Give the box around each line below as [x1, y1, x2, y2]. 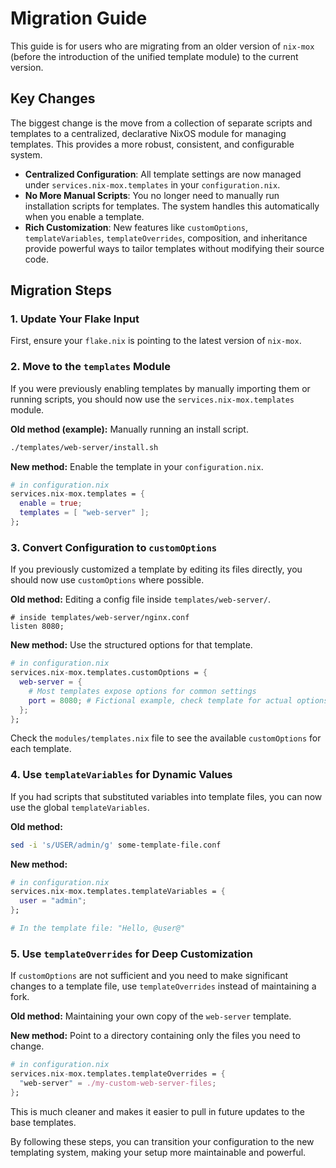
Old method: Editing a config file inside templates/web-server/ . [10, 593, 272, 606]
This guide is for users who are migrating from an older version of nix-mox [10, 40, 315, 52]
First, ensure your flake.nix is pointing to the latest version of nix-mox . [10, 335, 302, 347]
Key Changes [10, 90, 96, 107]
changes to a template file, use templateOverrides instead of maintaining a [10, 980, 317, 992]
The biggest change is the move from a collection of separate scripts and [10, 117, 313, 129]
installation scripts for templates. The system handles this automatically [24, 200, 320, 212]
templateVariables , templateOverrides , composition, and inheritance [24, 232, 308, 244]
